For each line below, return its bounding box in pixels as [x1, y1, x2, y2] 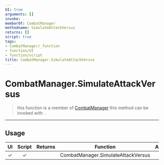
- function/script [5, 52, 42, 58]
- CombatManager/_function [5, 44, 60, 48]
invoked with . [17, 110, 46, 116]
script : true [5, 35, 32, 40]
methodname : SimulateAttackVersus [5, 25, 76, 30]
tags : [5, 39, 16, 44]
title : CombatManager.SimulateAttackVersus [5, 57, 95, 62]
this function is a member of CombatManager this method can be [17, 105, 149, 111]
